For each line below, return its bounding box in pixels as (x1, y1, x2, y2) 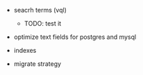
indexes (13, 47, 37, 54)
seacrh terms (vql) (13, 6, 67, 14)
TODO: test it (24, 19, 62, 27)
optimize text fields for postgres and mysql (13, 33, 137, 41)
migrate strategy (13, 60, 61, 68)
